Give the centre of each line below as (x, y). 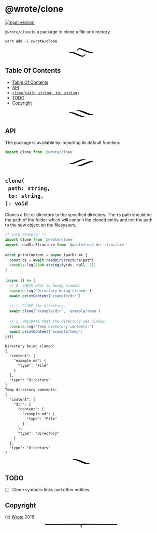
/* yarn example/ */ (26, 235)
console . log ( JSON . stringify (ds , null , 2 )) (53, 265)
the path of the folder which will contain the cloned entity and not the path (79, 220)
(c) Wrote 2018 (20, 517)
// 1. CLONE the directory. (38, 306)
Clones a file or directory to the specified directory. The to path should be (78, 215)
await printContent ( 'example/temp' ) (46, 331)
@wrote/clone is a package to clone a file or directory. (58, 31)
